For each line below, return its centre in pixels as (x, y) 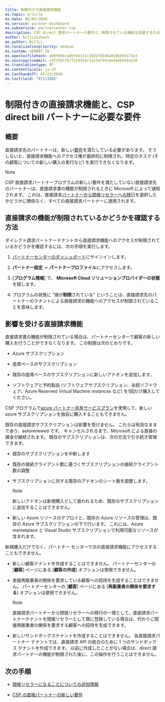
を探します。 (25, 284)
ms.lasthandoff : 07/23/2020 (34, 74)
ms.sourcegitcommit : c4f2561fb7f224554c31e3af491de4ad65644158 (71, 60)
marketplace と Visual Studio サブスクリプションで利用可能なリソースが (85, 530)
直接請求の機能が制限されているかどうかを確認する (83, 218)
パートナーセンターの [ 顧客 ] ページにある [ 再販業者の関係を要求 (87, 587)
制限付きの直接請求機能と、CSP (70, 105)
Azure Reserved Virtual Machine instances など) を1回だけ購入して (92, 391)
